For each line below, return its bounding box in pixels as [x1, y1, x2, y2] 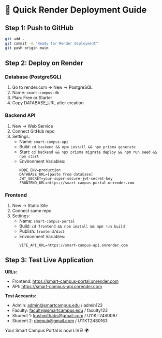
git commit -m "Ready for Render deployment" [5, 41, 98, 46]
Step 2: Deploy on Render [5, 59, 84, 67]
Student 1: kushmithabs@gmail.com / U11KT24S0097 [12, 312, 118, 318]
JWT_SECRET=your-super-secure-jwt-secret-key [19, 176, 113, 181]
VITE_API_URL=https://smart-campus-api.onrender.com [19, 242, 128, 248]
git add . [5, 36, 25, 41]
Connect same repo [12, 208, 52, 213]
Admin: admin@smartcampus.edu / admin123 [12, 302, 103, 308]
